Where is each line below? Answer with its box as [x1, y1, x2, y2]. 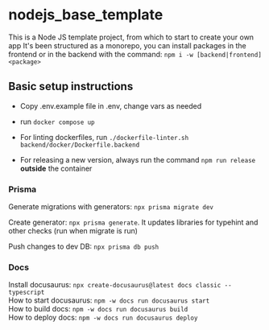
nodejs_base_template [8, 6, 163, 24]
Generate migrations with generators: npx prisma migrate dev [8, 202, 213, 212]
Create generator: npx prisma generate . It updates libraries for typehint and [8, 217, 259, 227]
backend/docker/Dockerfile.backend [19, 141, 140, 149]
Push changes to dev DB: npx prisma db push [8, 241, 159, 251]
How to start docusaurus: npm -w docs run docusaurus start [8, 295, 210, 305]
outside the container [19, 163, 93, 173]
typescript [8, 288, 45, 297]
